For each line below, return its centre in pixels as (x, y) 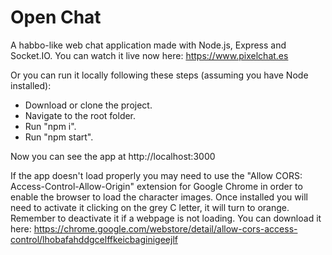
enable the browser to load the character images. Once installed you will (159, 197)
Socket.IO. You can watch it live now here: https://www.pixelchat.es (149, 55)
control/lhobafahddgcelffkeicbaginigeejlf (94, 239)
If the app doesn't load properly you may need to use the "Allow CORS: (156, 175)
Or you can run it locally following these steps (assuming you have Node (159, 75)
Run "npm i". (50, 126)
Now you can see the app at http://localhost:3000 (113, 156)
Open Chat (56, 17)
